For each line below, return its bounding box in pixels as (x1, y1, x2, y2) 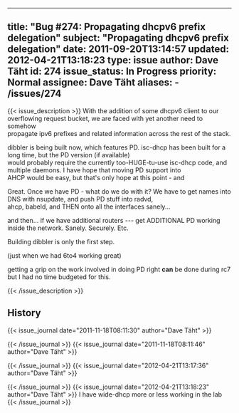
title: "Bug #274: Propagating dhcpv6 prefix (7, 21, 206, 33)
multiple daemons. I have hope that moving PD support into (7, 165, 181, 174)
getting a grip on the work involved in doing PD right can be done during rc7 (7, 265, 231, 273)
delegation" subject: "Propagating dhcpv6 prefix (7, 32, 229, 44)
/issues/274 (7, 88, 62, 100)
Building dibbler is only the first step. (7, 237, 115, 246)
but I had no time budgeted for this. (7, 272, 111, 281)
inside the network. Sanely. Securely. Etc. (7, 224, 129, 232)
